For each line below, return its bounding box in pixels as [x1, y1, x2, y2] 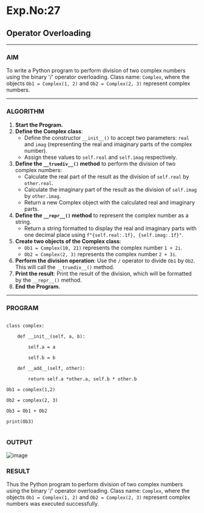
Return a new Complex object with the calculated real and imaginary [24, 198, 195, 206]
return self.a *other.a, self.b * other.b [28, 375, 137, 382]
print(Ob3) [6, 418, 34, 425]
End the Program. [15, 282, 61, 290]
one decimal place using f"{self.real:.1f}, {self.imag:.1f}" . [24, 231, 184, 238]
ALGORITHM [6, 107, 44, 116]
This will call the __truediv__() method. [15, 263, 115, 271]
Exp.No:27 [6, 4, 61, 18]
